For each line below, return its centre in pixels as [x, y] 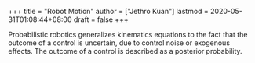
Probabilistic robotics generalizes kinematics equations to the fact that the [128, 35]
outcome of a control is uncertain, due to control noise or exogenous [119, 43]
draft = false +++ [101, 19]
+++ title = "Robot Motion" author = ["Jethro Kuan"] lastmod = [109, 11]
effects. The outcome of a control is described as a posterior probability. [125, 51]
